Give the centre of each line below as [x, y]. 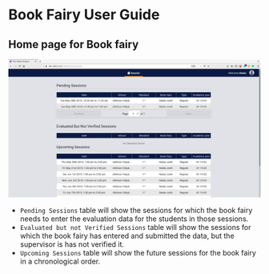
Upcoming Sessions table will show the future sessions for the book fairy [138, 253]
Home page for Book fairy [74, 44]
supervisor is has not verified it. [72, 244]
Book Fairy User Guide [84, 15]
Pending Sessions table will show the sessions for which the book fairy [136, 211]
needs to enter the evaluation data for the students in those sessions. [134, 219]
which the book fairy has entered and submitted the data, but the [127, 236]
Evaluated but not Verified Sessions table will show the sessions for [135, 228]
